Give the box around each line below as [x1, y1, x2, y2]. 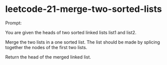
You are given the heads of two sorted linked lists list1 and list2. [5, 29, 137, 35]
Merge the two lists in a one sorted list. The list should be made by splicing [5, 39, 160, 45]
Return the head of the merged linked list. [5, 54, 92, 60]
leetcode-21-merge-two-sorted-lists [5, 3, 162, 15]
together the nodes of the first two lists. [5, 44, 88, 50]
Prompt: [5, 20, 22, 26]
